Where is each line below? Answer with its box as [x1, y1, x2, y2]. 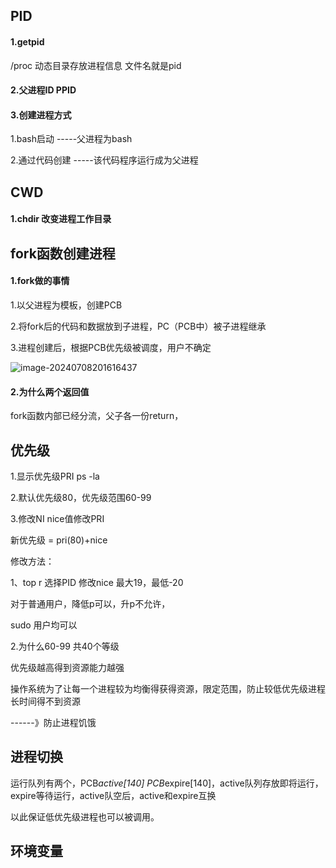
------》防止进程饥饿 [10, 716, 97, 728]
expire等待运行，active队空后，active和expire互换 [10, 789, 217, 801]
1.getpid [10, 35, 45, 48]
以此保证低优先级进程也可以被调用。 [10, 810, 160, 823]
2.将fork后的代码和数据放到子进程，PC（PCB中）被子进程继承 [10, 320, 267, 332]
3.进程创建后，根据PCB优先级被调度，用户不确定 [10, 341, 212, 353]
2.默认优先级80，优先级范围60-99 [10, 491, 152, 503]
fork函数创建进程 [10, 245, 116, 262]
